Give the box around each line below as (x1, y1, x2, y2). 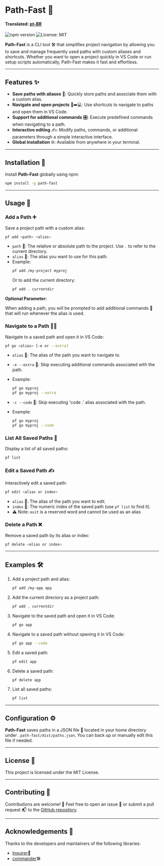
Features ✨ (5, 78, 40, 86)
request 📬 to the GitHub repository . (5, 807, 78, 812)
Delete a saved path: (12, 668, 54, 674)
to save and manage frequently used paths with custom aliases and (5, 49, 141, 54)
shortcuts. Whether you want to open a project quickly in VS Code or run (5, 54, 151, 60)
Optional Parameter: (5, 296, 47, 301)
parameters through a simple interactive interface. (12, 134, 113, 140)
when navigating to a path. (12, 121, 66, 127)
